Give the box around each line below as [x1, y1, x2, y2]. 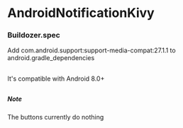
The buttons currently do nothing [7, 112, 104, 121]
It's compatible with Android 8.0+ [7, 74, 105, 83]
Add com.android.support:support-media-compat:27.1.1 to [7, 46, 176, 54]
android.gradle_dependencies [7, 54, 95, 62]
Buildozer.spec [7, 30, 60, 40]
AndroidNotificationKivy [7, 5, 155, 21]
